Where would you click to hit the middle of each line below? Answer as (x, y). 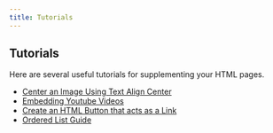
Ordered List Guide (57, 120)
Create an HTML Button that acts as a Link (99, 111)
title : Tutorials (41, 17)
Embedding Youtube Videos (73, 101)
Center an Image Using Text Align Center (97, 92)
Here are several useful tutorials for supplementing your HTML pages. (137, 74)
